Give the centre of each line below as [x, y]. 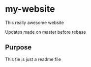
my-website [30, 9]
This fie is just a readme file [33, 59]
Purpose [18, 47]
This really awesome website [34, 22]
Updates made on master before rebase [45, 32]
